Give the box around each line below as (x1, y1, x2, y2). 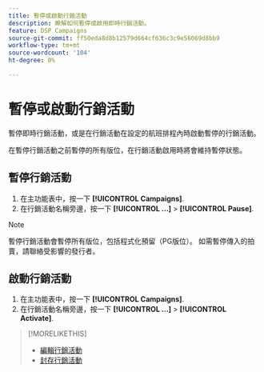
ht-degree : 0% (8, 57, 56, 65)
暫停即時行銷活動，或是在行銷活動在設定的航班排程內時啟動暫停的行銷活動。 (8, 128, 261, 138)
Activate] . (19, 314, 54, 323)
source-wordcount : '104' (8, 49, 91, 57)
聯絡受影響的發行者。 (29, 246, 100, 256)
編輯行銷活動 (39, 346, 82, 355)
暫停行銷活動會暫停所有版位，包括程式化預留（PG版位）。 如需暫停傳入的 (8, 236, 248, 246)
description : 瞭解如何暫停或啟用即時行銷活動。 (8, 19, 150, 27)
